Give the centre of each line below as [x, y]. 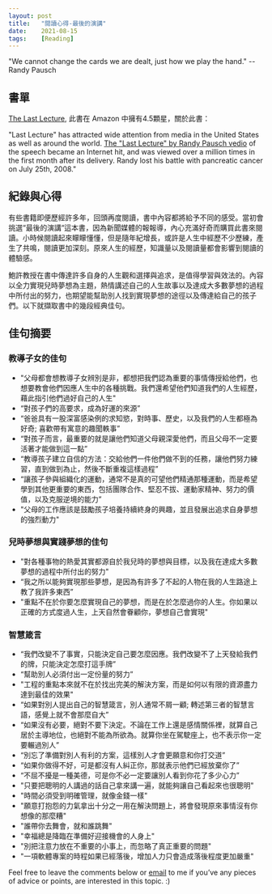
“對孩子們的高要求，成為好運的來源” [80, 408]
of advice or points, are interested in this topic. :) [89, 881]
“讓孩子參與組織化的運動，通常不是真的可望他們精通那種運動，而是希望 [138, 479]
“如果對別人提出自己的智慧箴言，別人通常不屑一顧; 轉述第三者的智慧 [134, 705]
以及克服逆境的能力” [68, 499]
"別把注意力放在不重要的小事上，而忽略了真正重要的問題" [116, 846]
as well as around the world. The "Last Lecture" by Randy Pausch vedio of [132, 143]
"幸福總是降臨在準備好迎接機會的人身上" [87, 836]
